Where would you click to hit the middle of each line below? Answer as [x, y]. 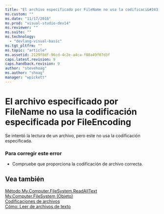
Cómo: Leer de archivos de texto [38, 206]
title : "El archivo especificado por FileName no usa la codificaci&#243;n [84, 9]
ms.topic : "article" [26, 50]
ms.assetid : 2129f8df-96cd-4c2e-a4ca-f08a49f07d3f [58, 55]
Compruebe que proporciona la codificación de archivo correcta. [77, 164]
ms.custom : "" [20, 14]
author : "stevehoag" [26, 69]
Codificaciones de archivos [32, 201]
